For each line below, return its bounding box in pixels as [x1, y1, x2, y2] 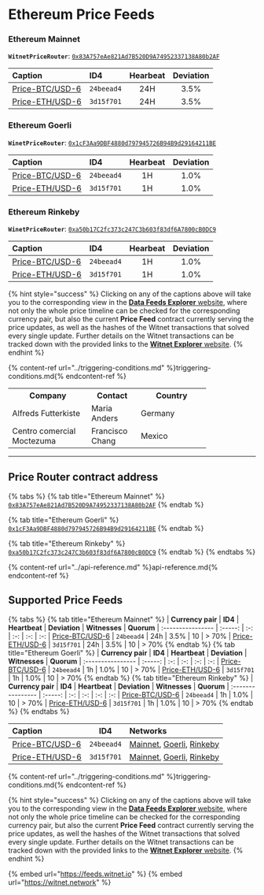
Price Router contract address [8, 470, 159, 484]
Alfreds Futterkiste [12, 408, 81, 419]
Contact [97, 390, 128, 401]
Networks [129, 725, 167, 736]
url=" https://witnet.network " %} [8, 877, 112, 887]
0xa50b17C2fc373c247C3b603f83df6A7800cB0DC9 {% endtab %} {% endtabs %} [8, 547, 256, 556]
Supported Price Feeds [8, 593, 123, 607]
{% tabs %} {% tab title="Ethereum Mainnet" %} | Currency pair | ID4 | [8, 615, 240, 624]
